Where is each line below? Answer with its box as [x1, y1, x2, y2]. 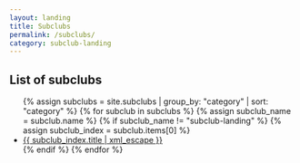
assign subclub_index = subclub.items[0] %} [22, 125, 191, 136]
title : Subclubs [9, 22, 71, 31]
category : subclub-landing [9, 38, 112, 48]
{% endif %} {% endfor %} [22, 144, 124, 155]
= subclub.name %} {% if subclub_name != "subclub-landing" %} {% [22, 115, 282, 127]
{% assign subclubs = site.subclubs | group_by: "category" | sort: [22, 96, 269, 107]
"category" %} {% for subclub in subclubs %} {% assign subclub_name [22, 106, 292, 117]
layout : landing [9, 13, 71, 23]
